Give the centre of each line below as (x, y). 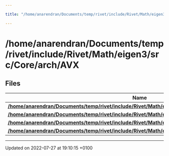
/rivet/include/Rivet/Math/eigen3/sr (82, 54)
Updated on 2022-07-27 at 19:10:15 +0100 (49, 148)
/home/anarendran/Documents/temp (84, 44)
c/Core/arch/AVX (42, 65)
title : (12, 14)
